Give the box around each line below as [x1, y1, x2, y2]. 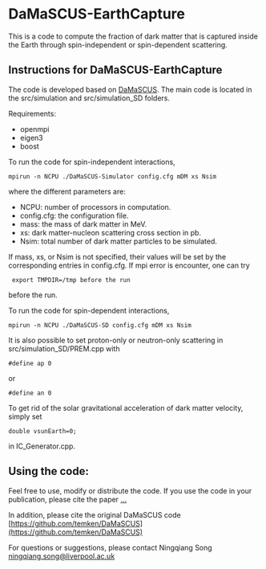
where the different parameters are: [8, 186, 126, 196]
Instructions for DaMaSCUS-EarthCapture [8, 63, 223, 77]
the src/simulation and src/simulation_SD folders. [8, 93, 171, 103]
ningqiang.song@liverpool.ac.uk [8, 551, 115, 561]
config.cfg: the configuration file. [19, 211, 129, 220]
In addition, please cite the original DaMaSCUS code [8, 510, 182, 519]
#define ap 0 [8, 359, 52, 367]
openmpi [19, 124, 50, 133]
